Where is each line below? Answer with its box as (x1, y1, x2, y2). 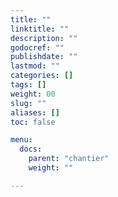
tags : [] (10, 80, 47, 90)
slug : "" (10, 98, 47, 108)
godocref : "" (10, 42, 65, 53)
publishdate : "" (10, 52, 78, 62)
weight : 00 (10, 89, 56, 99)
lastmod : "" (10, 61, 60, 71)
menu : (10, 135, 33, 145)
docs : (19, 144, 43, 155)
